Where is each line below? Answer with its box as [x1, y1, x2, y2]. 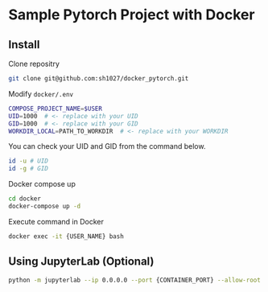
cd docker [8, 195, 42, 203]
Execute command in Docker [8, 216, 105, 226]
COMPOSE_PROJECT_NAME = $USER [8, 105, 103, 113]
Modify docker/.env [8, 88, 74, 98]
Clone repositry [8, 59, 60, 68]
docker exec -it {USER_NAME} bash [8, 232, 125, 241]
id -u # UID [8, 157, 48, 166]
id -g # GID [8, 165, 48, 173]
